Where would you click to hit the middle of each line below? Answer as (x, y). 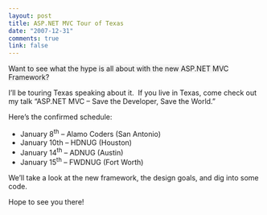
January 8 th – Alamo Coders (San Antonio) (90, 133)
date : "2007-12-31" (41, 31)
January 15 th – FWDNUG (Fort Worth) (82, 162)
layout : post (30, 16)
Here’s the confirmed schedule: (60, 117)
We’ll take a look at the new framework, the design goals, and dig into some (133, 178)
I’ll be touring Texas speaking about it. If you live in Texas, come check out (133, 93)
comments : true (34, 38)
